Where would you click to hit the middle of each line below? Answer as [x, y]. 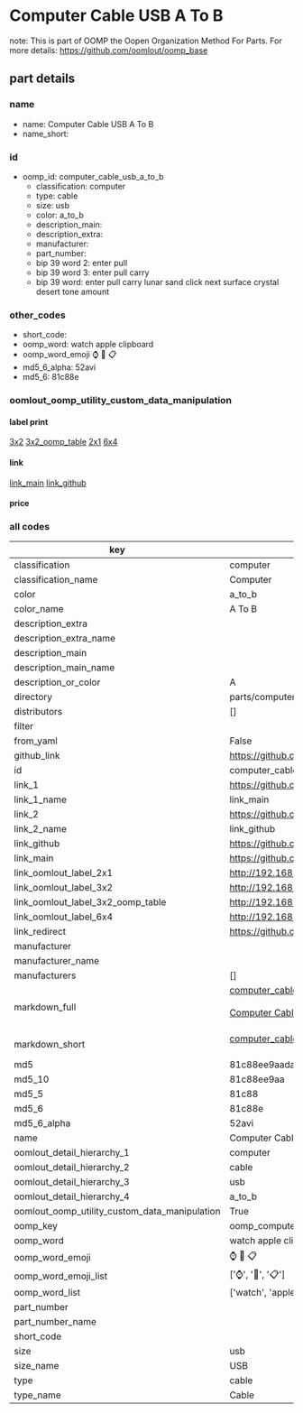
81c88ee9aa [257, 1079]
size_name [37, 1366]
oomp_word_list [47, 1293]
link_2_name [41, 829]
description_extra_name [64, 639]
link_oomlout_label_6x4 [64, 917]
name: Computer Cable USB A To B [88, 124]
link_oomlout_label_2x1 [64, 873]
